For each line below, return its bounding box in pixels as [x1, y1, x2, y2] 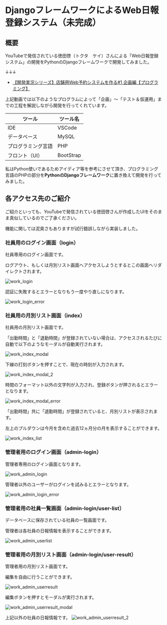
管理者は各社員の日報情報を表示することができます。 [5, 528, 114, 533]
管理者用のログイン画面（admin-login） [5, 448, 102, 455]
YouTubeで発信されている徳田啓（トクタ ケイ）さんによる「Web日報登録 [5, 53, 159, 58]
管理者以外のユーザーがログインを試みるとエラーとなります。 [5, 481, 131, 487]
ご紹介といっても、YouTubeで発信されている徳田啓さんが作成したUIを [5, 208, 150, 214]
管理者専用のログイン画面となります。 [5, 461, 84, 467]
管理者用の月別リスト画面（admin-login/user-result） [5, 551, 137, 558]
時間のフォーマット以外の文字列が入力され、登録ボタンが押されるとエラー [5, 382, 159, 388]
